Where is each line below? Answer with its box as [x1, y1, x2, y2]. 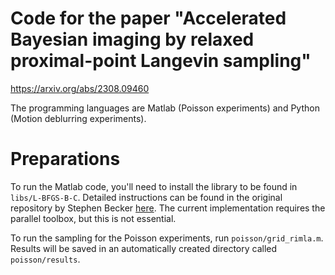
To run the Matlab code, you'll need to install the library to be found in [10, 180, 298, 192]
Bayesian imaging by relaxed [10, 28, 255, 51]
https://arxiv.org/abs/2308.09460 [10, 82, 150, 94]
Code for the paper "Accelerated [10, 7, 287, 30]
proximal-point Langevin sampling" [10, 50, 312, 72]
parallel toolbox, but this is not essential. [10, 212, 177, 224]
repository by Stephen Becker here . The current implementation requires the [10, 202, 326, 214]
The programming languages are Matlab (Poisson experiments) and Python [10, 102, 320, 114]
